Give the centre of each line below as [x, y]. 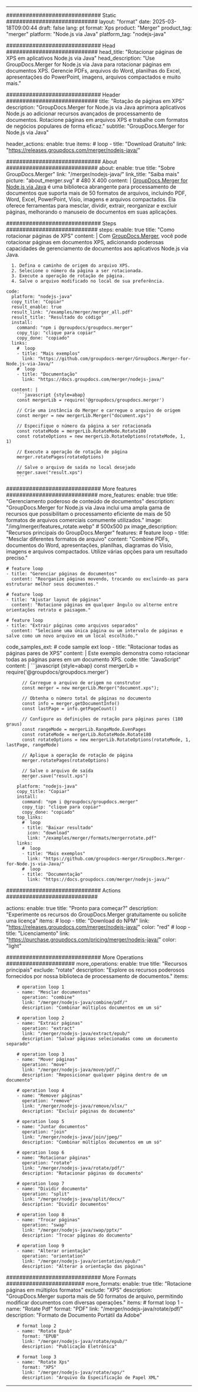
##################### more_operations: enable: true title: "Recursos [97, 964]
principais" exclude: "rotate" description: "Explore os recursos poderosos [95, 970]
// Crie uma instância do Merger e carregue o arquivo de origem [99, 410]
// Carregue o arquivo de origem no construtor [81, 683]
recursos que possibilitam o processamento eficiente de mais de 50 [88, 514]
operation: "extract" [48, 1028]
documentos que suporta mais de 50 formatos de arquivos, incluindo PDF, [96, 193]
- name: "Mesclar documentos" [54, 992]
